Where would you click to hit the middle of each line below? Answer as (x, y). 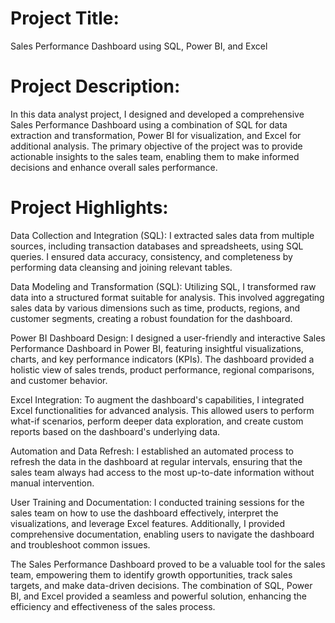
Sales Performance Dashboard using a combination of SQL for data (149, 124)
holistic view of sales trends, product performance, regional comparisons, (162, 369)
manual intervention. (52, 483)
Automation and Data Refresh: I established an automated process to (152, 451)
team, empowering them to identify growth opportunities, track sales (151, 574)
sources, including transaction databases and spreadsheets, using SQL (157, 246)
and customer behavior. (59, 380)
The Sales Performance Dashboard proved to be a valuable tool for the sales (168, 564)
